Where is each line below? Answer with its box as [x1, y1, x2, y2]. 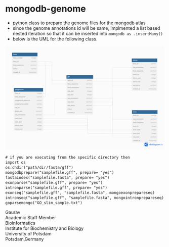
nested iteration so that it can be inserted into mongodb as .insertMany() [12, 30, 163, 36]
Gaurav [5, 209, 21, 215]
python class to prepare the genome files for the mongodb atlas [12, 20, 146, 26]
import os [5, 160, 26, 165]
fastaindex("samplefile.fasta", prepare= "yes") [5, 175, 110, 180]
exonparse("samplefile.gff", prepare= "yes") [5, 180, 103, 185]
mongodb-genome [5, 3, 86, 15]
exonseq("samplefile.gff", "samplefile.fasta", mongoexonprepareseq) [5, 190, 155, 195]
